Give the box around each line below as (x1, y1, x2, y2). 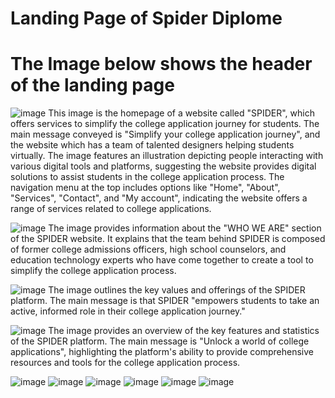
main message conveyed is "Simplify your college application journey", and (10, 128, 321, 141)
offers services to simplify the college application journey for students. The (10, 118, 320, 130)
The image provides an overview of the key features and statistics (48, 325, 320, 337)
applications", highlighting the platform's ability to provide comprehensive (10, 346, 314, 358)
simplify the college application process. (10, 265, 177, 277)
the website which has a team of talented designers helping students (10, 139, 295, 151)
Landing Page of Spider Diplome (10, 7, 283, 30)
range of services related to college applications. (10, 203, 212, 215)
